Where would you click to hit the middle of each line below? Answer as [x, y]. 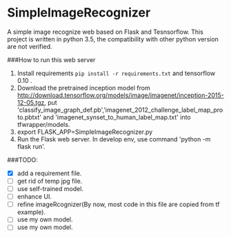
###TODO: [22, 159]
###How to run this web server [51, 59]
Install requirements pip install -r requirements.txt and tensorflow [116, 73]
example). [31, 212]
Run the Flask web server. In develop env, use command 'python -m [114, 139]
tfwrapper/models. [43, 124]
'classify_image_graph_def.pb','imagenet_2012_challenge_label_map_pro [120, 110]
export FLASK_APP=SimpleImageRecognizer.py [85, 132]
